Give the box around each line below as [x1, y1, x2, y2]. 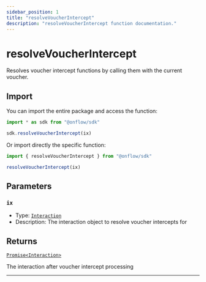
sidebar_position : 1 [6, 9, 59, 15]
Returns [6, 236, 38, 247]
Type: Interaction [15, 212, 62, 219]
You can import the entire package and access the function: [6, 108, 158, 115]
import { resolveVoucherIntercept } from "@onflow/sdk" [6, 153, 152, 159]
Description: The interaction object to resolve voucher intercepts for [15, 218, 187, 226]
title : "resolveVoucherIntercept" [6, 15, 95, 21]
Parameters [6, 181, 52, 191]
